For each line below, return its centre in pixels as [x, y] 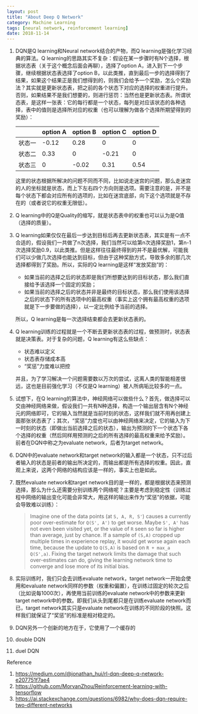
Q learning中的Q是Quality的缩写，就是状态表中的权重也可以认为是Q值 [100, 215]
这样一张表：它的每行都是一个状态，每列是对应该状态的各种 [108, 102]
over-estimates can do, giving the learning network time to [101, 560]
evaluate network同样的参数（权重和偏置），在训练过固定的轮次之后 [107, 586]
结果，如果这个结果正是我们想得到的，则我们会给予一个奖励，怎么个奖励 [103, 81]
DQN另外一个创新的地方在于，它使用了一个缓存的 [75, 628]
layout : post [23, 11]
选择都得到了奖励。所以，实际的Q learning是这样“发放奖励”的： [92, 265]
